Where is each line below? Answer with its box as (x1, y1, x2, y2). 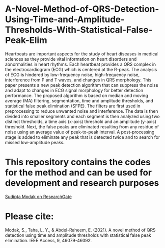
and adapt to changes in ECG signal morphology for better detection (5, 87, 143, 93)
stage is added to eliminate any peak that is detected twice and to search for (5, 134, 160, 140)
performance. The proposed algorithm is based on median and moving (5, 92, 148, 99)
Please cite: (5, 211, 54, 222)
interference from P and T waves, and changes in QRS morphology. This (5, 77, 152, 83)
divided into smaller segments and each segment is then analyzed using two (5, 113, 160, 119)
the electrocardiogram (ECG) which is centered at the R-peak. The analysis (5, 66, 157, 72)
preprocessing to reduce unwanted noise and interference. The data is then (5, 108, 158, 114)
